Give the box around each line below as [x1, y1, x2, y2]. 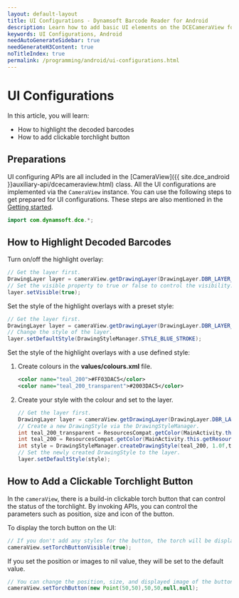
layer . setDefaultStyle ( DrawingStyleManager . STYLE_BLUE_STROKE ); [7, 335, 202, 343]
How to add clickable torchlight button [17, 133, 130, 141]
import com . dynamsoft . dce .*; [7, 216, 94, 223]
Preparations [7, 153, 66, 166]
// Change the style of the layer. [7, 329, 113, 336]
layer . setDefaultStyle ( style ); [17, 456, 111, 463]
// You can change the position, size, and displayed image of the [7, 578, 212, 585]
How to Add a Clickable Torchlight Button [7, 475, 193, 487]
